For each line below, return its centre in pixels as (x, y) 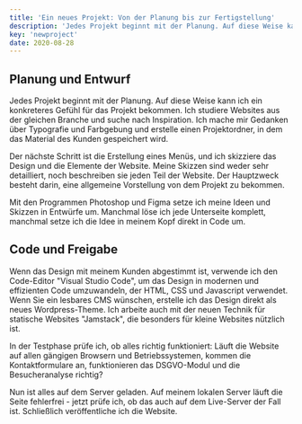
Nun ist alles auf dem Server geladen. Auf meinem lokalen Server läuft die (146, 392)
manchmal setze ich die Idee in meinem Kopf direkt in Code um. (127, 222)
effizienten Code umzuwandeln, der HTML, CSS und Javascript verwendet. (149, 290)
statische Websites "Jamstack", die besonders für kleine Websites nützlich (147, 319)
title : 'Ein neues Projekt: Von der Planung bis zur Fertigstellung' (142, 18)
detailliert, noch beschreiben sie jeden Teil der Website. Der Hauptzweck (144, 175)
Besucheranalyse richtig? (56, 375)
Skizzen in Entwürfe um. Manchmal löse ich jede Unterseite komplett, (138, 212)
